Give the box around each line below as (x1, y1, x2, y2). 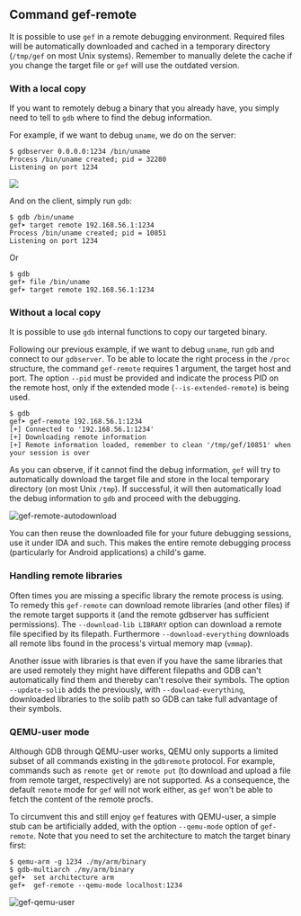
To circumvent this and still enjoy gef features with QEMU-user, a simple (9, 812, 277, 822)
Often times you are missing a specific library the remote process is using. (9, 589, 285, 601)
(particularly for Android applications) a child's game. (9, 547, 207, 558)
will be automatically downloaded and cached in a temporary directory (9, 40, 271, 51)
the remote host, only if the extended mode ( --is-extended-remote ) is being (9, 382, 289, 393)
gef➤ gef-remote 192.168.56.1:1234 (9, 418, 143, 427)
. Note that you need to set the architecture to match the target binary (32, 831, 291, 840)
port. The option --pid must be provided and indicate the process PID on (9, 373, 279, 383)
